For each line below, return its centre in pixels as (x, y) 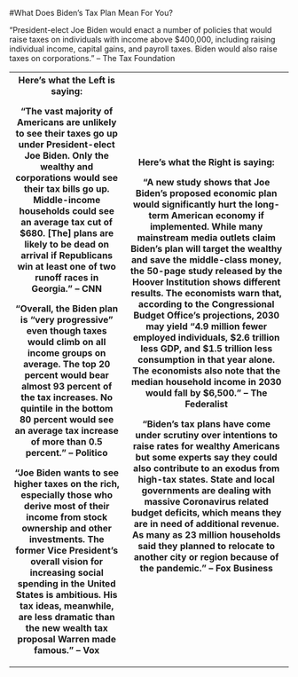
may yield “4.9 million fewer (207, 326)
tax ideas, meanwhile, (67, 606)
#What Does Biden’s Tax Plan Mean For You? (91, 13)
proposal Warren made (67, 639)
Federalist (207, 404)
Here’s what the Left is (67, 80)
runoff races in (67, 277)
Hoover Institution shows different (206, 282)
